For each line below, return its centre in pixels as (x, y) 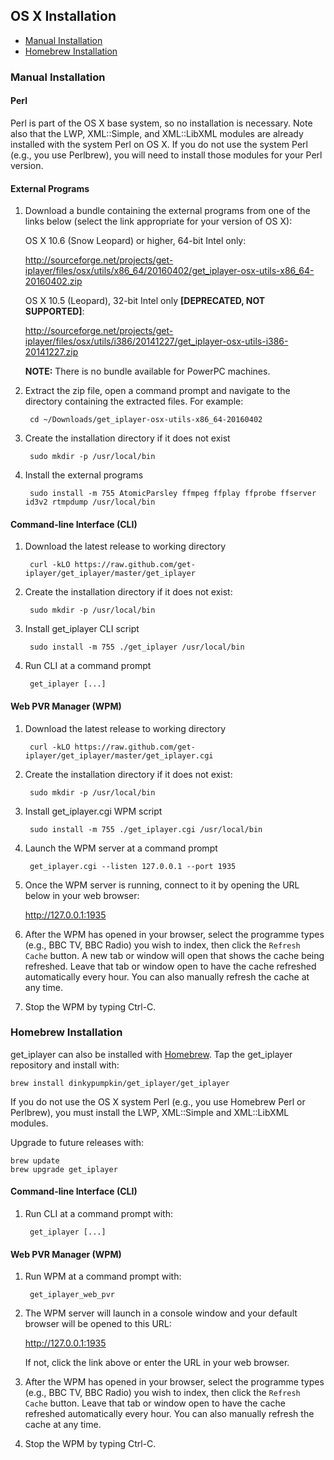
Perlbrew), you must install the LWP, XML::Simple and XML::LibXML (150, 1112)
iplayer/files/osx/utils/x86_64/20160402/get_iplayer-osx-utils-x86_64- (169, 271)
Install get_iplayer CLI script (82, 629)
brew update (35, 1160)
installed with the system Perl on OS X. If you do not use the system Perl (159, 144)
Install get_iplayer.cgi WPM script (93, 811)
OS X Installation (63, 16)
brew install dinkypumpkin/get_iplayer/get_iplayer (120, 1083)
